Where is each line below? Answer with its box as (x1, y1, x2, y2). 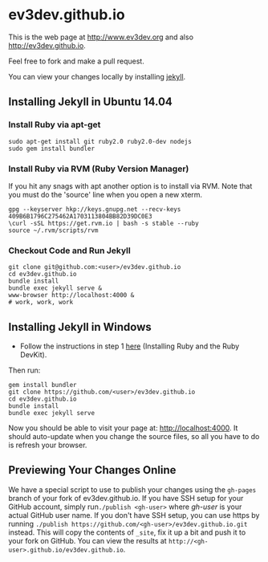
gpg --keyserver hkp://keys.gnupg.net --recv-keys (8, 205, 181, 214)
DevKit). (19, 350, 47, 360)
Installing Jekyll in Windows (8, 320, 152, 334)
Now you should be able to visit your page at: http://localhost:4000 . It (8, 423, 238, 433)
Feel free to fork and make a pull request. (8, 56, 144, 66)
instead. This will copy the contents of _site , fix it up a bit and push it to (8, 527, 246, 537)
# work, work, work (8, 299, 74, 307)
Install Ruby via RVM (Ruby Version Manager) (8, 163, 189, 174)
